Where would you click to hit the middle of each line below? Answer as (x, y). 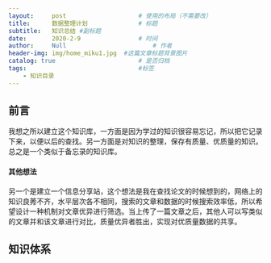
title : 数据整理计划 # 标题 (83, 23)
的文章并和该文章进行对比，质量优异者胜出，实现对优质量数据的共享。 (125, 221)
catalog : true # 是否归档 (89, 61)
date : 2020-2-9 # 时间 (83, 38)
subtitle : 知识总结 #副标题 (55, 31)
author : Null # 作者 (90, 46)
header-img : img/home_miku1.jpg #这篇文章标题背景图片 (98, 53)
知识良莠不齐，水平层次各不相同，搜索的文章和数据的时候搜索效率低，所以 (132, 201)
